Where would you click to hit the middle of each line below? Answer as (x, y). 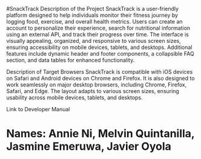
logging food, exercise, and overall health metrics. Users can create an (94, 21)
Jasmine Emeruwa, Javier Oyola (89, 147)
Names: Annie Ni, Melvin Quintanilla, (100, 134)
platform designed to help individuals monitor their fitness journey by (92, 15)
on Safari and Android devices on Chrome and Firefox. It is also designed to (100, 78)
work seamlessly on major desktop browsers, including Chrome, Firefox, (97, 85)
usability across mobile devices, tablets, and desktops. (75, 97)
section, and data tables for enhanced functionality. (71, 60)
